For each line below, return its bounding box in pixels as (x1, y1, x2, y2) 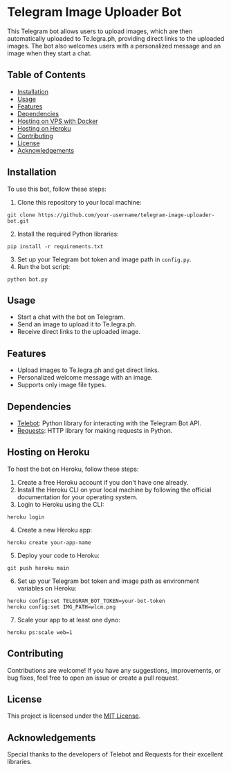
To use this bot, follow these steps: (7, 185, 107, 193)
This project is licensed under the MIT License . (7, 712, 141, 720)
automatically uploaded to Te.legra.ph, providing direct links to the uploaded (7, 34, 225, 42)
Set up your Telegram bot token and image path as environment (17, 577, 199, 585)
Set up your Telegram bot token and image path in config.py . (17, 255, 192, 263)
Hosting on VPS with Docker (17, 117, 98, 125)
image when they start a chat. (7, 49, 92, 57)
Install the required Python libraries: (17, 230, 119, 238)
